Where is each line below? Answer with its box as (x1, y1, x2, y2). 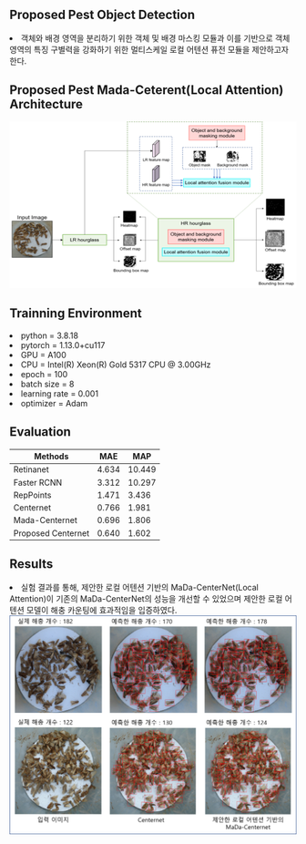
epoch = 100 (21, 368, 68, 379)
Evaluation (9, 424, 71, 440)
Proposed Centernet (13, 528, 89, 539)
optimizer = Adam (21, 397, 88, 408)
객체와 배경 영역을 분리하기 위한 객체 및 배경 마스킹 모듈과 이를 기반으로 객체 (21, 32, 291, 44)
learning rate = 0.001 (21, 387, 98, 399)
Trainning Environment (9, 305, 143, 322)
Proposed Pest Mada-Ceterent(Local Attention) (9, 82, 284, 98)
